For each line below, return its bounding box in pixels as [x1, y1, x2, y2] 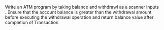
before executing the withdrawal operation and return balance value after [5, 15, 154, 20]
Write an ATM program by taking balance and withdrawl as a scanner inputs [5, 4, 159, 10]
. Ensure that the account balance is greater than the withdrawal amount [5, 9, 152, 15]
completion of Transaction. [5, 19, 60, 25]
